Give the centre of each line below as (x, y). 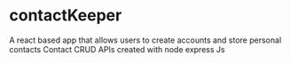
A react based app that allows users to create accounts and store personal (145, 40)
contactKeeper (66, 16)
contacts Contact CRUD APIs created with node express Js (117, 49)
